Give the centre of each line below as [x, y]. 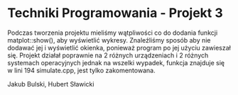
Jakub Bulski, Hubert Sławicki [51, 84]
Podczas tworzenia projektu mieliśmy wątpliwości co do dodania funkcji [113, 33]
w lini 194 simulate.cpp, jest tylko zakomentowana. [81, 70]
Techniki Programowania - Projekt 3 [115, 13]
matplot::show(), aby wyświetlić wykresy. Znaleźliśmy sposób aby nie [109, 40]
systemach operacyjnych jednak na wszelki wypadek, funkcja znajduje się [116, 62]
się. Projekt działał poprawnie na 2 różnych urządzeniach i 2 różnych [108, 55]
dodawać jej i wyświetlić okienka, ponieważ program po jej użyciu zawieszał [119, 47]
